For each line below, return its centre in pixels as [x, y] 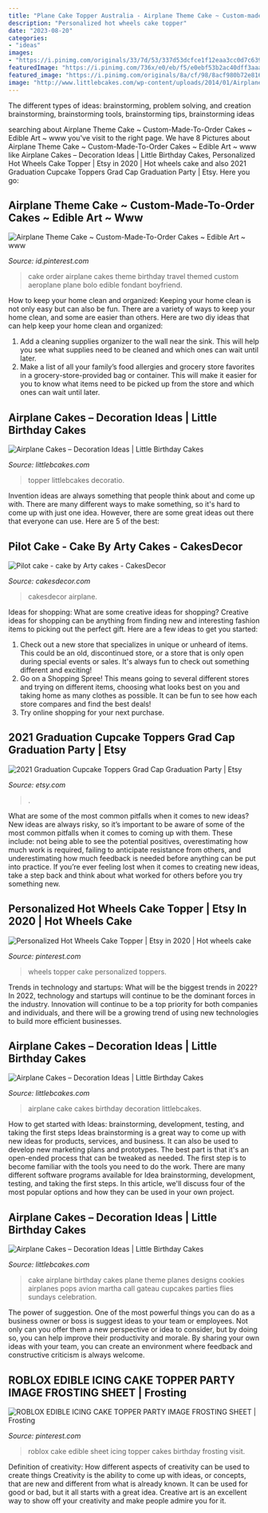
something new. [34, 883]
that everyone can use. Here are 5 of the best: [84, 521]
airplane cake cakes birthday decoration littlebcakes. [114, 1109]
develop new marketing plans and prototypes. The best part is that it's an [128, 1150]
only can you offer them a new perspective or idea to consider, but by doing [133, 1330]
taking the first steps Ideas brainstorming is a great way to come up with [127, 1133]
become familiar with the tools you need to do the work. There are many [127, 1167]
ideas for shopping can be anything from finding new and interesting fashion [134, 620]
